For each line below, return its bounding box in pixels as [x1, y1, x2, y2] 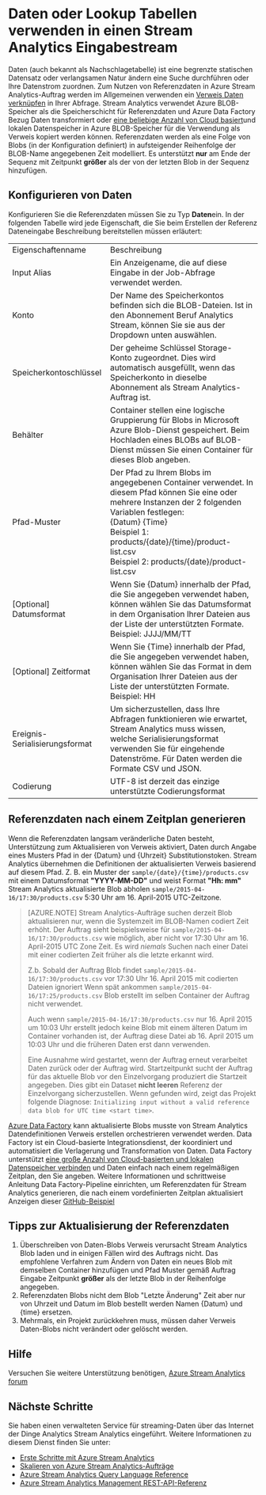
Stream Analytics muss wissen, [109, 723, 226, 734]
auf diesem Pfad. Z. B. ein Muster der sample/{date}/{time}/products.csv [8, 867, 249, 877]
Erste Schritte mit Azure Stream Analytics [19, 1453, 155, 1462]
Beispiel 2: [109, 556, 149, 567]
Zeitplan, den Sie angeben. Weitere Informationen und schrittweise [8, 1171, 226, 1181]
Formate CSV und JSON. [109, 763, 202, 774]
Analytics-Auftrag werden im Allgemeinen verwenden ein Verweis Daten [8, 89, 244, 99]
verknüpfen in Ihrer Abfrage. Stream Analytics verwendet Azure [8, 98, 216, 108]
